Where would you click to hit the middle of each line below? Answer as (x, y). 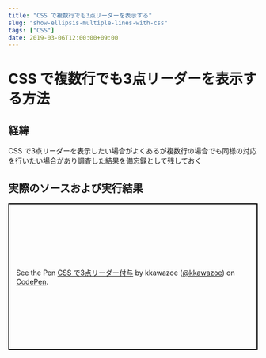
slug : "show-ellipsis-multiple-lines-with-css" (88, 23)
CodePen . (32, 282)
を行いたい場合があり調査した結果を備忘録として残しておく (105, 161)
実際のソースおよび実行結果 (76, 188)
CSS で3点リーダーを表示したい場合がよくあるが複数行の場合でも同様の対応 (133, 151)
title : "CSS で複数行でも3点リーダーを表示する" (80, 15)
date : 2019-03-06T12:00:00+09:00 (63, 38)
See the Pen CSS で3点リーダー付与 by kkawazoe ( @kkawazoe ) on (125, 273)
